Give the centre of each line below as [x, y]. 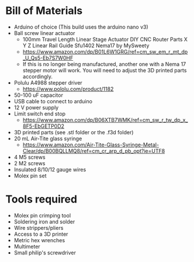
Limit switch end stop [39, 113]
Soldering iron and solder [44, 221]
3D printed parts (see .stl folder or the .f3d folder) [74, 132]
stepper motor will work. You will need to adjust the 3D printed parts [105, 70]
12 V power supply [36, 107]
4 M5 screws [30, 157]
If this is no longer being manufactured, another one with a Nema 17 [104, 64]
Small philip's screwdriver [45, 253]
